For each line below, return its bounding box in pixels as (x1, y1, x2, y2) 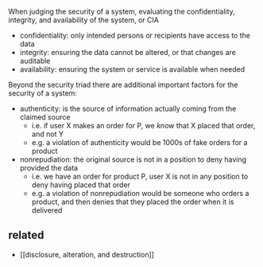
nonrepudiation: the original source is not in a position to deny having (19, 155, 247, 164)
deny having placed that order (31, 180, 131, 190)
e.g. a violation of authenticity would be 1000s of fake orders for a (31, 138, 248, 147)
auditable (19, 56, 51, 65)
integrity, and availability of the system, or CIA (8, 15, 159, 25)
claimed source (19, 112, 71, 122)
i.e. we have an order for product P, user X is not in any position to (31, 171, 249, 181)
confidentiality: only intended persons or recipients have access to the (19, 31, 250, 40)
